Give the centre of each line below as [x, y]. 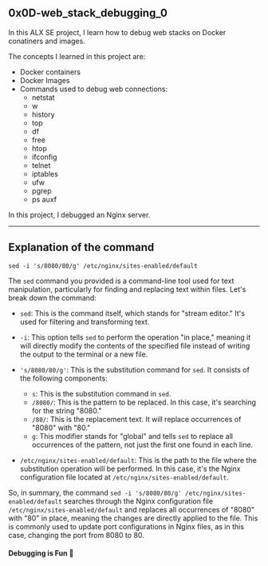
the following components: [63, 378]
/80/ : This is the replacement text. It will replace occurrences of [136, 419]
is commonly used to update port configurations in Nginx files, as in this [126, 526]
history [43, 114]
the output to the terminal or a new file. [84, 354]
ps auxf [44, 199]
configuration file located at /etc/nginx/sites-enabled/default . [124, 477]
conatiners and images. [47, 41]
